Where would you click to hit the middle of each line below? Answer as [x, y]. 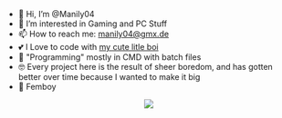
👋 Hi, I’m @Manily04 [56, 14]
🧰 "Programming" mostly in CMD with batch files [110, 57]
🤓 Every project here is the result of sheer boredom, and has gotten [146, 67]
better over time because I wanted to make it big [109, 77]
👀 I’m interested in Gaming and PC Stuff [92, 24]
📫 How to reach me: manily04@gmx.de [94, 34]
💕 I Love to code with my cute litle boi [88, 47]
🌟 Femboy [37, 87]
